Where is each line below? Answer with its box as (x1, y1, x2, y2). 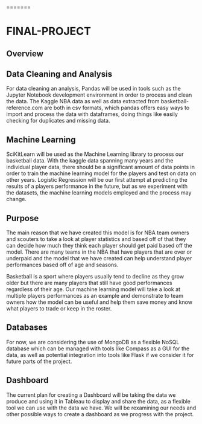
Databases (6, 323, 48, 333)
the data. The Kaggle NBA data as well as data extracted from (6, 98, 160, 105)
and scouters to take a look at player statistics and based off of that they (6, 236, 186, 243)
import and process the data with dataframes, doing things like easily (6, 111, 178, 118)
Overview (6, 48, 44, 59)
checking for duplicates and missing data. (6, 117, 110, 124)
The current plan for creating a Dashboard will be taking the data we (6, 391, 176, 399)
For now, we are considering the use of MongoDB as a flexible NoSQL (6, 338, 180, 345)
